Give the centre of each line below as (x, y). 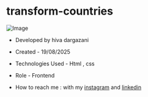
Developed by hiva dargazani (52, 40)
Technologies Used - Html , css (55, 63)
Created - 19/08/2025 (43, 52)
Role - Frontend (35, 75)
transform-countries (60, 11)
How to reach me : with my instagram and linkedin (78, 87)
